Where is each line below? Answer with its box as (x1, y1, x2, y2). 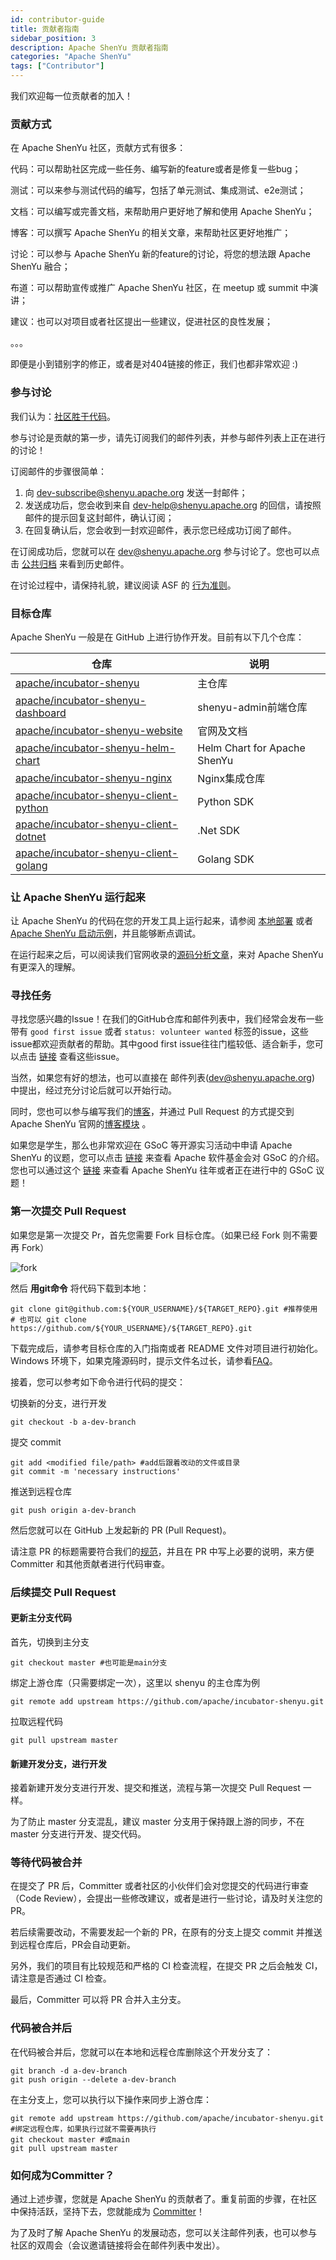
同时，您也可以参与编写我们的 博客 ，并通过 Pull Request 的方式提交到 (10, 1106, 295, 1118)
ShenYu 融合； (10, 261, 71, 273)
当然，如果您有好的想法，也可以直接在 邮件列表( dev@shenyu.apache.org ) (10, 1072, 316, 1084)
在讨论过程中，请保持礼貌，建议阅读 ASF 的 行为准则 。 (10, 579, 237, 591)
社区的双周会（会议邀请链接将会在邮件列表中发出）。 (10, 2239, 225, 2251)
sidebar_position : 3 (10, 33, 97, 43)
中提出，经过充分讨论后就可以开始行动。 (10, 1084, 177, 1096)
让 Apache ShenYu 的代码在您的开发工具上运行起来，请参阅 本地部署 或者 (10, 915, 314, 927)
